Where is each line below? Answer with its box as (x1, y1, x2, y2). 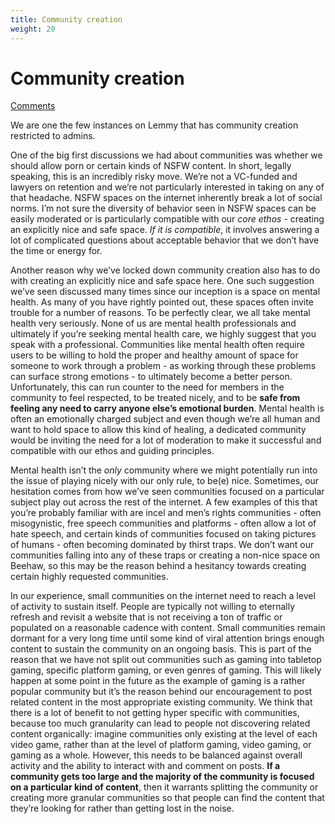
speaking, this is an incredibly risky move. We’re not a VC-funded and (10, 171, 298, 183)
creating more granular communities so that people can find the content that (10, 792, 325, 804)
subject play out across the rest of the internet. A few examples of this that (10, 496, 318, 508)
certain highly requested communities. (10, 571, 169, 583)
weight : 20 (10, 24, 56, 34)
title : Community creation (10, 14, 123, 25)
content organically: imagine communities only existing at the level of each (10, 728, 318, 740)
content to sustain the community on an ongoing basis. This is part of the (10, 643, 312, 655)
